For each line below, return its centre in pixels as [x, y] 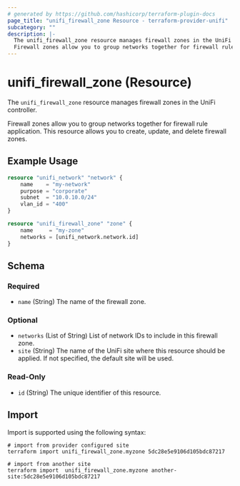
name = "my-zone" [52, 230]
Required [24, 286]
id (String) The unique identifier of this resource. [89, 393]
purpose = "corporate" [54, 191]
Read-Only [27, 377]
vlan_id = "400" [45, 204]
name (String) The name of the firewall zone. [82, 302]
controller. [22, 110]
